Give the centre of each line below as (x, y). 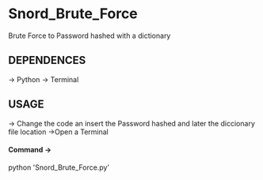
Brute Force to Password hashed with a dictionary (90, 36)
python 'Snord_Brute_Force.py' (59, 167)
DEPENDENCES (47, 60)
